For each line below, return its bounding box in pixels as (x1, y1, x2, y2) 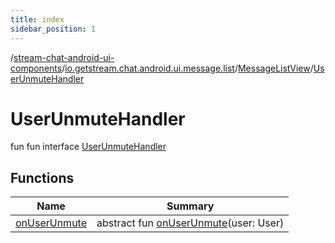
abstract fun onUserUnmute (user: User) (96, 216, 285, 230)
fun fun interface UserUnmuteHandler (10, 141, 167, 153)
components (10, 62, 63, 74)
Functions (10, 169, 75, 186)
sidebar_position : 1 (10, 24, 97, 34)
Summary (166, 199, 215, 213)
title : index (10, 14, 65, 25)
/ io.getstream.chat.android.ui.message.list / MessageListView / (61, 62, 314, 74)
